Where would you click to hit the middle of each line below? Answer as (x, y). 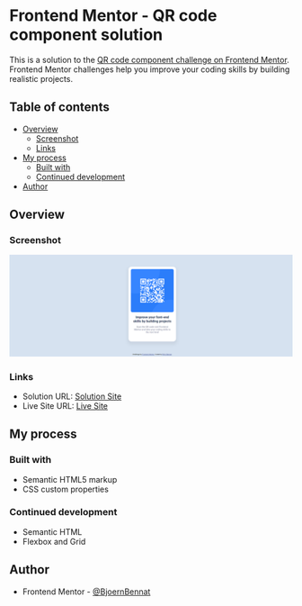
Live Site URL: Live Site (65, 405)
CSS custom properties (66, 489)
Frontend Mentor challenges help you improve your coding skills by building (150, 69)
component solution (86, 35)
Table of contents (59, 108)
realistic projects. (41, 78)
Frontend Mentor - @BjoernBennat (86, 592)
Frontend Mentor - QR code (113, 16)
